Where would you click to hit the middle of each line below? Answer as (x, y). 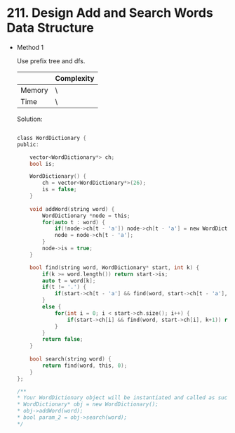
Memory (34, 90)
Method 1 (30, 47)
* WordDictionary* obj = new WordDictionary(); (87, 405)
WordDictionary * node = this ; (86, 216)
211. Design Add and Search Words (110, 13)
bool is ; (42, 164)
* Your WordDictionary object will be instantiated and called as (116, 398)
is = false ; (60, 190)
